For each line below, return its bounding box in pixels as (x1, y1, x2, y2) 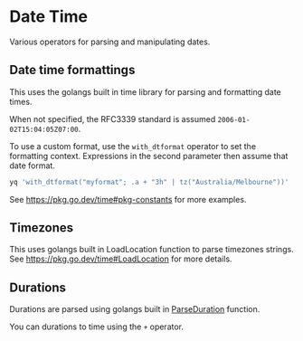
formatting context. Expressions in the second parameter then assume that (9, 150, 289, 161)
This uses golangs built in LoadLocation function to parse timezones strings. (9, 244, 294, 255)
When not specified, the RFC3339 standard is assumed (9, 113, 216, 124)
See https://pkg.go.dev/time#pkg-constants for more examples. (9, 194, 247, 204)
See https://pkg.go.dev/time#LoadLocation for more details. (9, 253, 232, 264)
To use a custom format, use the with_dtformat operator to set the (9, 140, 256, 151)
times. (9, 96, 33, 107)
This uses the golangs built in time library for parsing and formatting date (9, 86, 282, 97)
